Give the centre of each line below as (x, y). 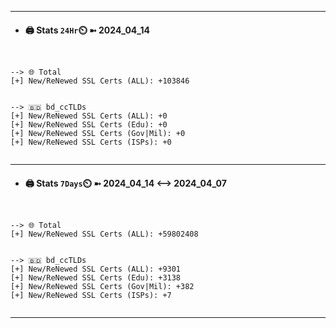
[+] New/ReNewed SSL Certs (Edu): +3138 (96, 278)
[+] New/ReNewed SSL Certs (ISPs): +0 (91, 142)
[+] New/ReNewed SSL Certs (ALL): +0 (89, 116)
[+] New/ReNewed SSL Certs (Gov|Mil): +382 (102, 287)
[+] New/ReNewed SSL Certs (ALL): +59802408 (104, 234)
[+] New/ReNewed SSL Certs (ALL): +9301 (96, 269)
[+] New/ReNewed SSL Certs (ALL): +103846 (100, 81)
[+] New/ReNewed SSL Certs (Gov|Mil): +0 (98, 134)
